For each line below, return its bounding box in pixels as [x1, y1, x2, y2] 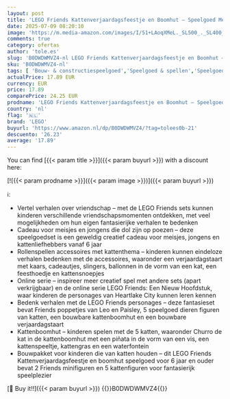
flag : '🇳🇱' [7, 112, 41, 118]
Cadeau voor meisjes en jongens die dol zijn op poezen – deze [16, 226, 194, 234]
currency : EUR [7, 80, 48, 87]
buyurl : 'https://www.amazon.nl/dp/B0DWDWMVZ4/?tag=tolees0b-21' [7, 125, 197, 131]
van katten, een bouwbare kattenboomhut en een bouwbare [16, 313, 187, 322]
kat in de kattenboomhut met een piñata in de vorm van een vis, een [16, 335, 209, 343]
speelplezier [16, 371, 52, 380]
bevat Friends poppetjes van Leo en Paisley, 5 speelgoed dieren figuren [16, 306, 220, 314]
